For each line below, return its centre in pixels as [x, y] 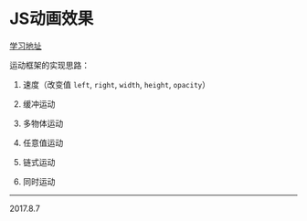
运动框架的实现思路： [49, 65]
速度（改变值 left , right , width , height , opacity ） [116, 84]
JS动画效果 [52, 19]
